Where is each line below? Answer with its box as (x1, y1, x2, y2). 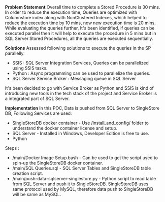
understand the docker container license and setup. (12, 125, 118, 131)
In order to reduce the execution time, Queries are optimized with (5, 9, 137, 15)
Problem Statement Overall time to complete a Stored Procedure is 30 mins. (5, 4, 160, 10)
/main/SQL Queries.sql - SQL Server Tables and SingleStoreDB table (12, 165, 151, 171)
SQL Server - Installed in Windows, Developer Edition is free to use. (12, 131, 149, 136)
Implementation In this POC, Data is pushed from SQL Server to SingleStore (5, 105, 160, 111)
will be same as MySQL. (12, 192, 62, 197)
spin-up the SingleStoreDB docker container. (12, 160, 103, 166)
